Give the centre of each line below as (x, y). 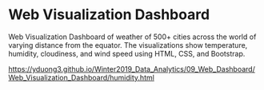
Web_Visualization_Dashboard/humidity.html (81, 77)
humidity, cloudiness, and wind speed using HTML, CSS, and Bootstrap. (127, 53)
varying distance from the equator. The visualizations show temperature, (128, 45)
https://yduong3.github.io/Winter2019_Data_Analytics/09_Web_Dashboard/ (132, 68)
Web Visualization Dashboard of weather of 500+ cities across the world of (132, 37)
